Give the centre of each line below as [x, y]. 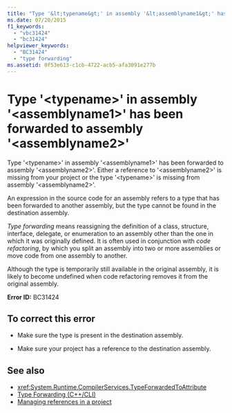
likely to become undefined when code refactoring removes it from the [108, 276]
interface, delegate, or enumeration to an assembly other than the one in [110, 233]
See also [26, 370]
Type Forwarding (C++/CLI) [57, 394]
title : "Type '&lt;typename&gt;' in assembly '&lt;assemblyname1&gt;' [111, 13]
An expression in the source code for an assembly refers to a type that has [113, 198]
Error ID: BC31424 [33, 297]
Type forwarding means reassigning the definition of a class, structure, [108, 226]
